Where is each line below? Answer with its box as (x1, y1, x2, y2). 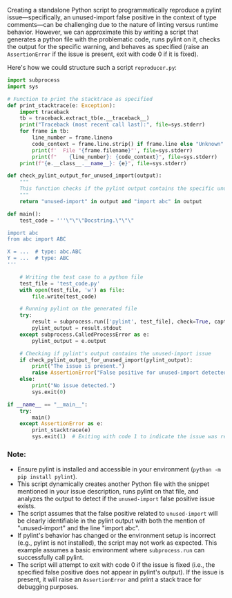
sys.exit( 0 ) (32, 389, 67, 395)
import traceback (19, 109, 70, 115)
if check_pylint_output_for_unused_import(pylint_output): (19, 356, 193, 364)
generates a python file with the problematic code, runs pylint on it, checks (7, 35, 220, 44)
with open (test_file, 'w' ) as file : (19, 286, 126, 293)
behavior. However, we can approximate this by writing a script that (7, 28, 199, 36)
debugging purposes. (17, 583, 79, 591)
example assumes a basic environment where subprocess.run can (17, 546, 205, 554)
